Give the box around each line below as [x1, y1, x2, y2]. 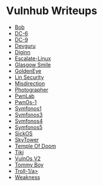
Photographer [14, 86, 49, 93]
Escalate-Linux [14, 55, 51, 62]
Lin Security [14, 74, 44, 81]
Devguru [14, 42, 36, 49]
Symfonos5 [14, 124, 43, 131]
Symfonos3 [14, 111, 43, 118]
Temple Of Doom [14, 142, 57, 150]
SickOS [14, 129, 33, 137]
